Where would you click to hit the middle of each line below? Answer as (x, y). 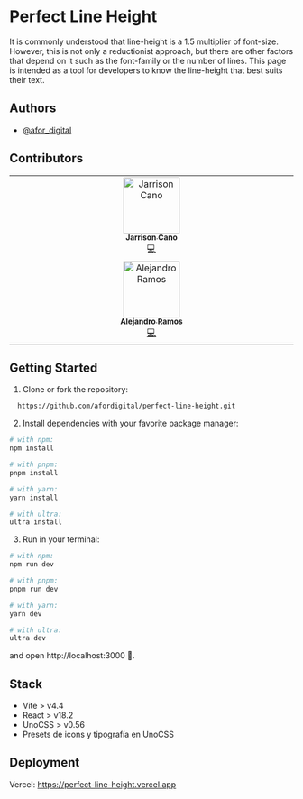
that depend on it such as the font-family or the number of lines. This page (148, 60)
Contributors (46, 158)
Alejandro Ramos (151, 321)
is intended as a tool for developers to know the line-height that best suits (146, 70)
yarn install (34, 498)
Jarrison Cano (151, 238)
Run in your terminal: (61, 539)
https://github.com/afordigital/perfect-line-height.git (127, 406)
